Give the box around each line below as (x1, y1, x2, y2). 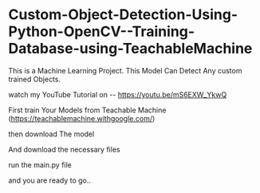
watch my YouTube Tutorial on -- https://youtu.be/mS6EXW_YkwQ (8, 89, 227, 99)
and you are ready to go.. (8, 175, 92, 185)
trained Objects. (8, 74, 61, 84)
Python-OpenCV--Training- (8, 22, 195, 41)
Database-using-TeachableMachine (8, 40, 253, 57)
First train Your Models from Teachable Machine (8, 105, 167, 115)
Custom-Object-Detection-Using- (8, 6, 238, 24)
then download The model (8, 129, 95, 139)
